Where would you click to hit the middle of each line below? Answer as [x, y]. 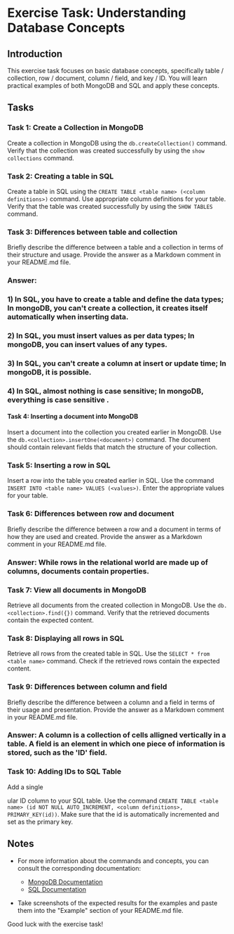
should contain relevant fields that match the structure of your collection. [112, 447]
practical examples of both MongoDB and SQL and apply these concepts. [113, 85]
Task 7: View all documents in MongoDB [77, 590]
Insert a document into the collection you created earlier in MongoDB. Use [115, 432]
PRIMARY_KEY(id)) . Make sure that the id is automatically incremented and [113, 814]
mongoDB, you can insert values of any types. [88, 344]
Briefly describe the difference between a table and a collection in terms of [116, 247]
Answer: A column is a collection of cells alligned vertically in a [117, 735]
